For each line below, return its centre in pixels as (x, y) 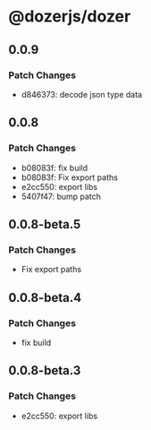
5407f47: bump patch (61, 196)
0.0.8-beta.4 (45, 297)
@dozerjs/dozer (70, 17)
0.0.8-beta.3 (45, 370)
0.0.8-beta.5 (45, 224)
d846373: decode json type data (82, 94)
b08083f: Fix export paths (69, 177)
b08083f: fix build (55, 168)
